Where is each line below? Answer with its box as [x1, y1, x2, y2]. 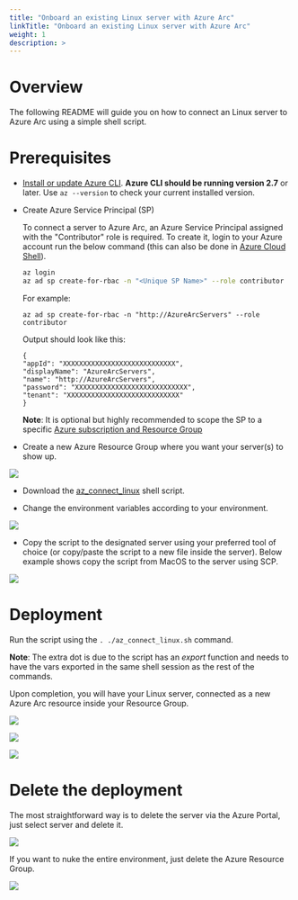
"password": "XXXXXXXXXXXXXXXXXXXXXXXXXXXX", [22, 382, 196, 391]
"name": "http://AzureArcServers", [22, 374, 156, 383]
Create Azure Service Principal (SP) [22, 204, 154, 216]
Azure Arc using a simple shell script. [9, 116, 147, 127]
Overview [9, 77, 83, 97]
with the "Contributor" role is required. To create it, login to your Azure [22, 231, 283, 243]
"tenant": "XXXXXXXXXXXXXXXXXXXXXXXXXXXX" [22, 391, 184, 400]
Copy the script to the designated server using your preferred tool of [22, 536, 276, 547]
